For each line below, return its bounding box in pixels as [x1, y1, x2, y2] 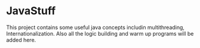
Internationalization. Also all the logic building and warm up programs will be [6, 30, 194, 37]
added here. [6, 36, 36, 43]
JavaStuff [6, 4, 56, 18]
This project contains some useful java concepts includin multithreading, [6, 24, 185, 31]
